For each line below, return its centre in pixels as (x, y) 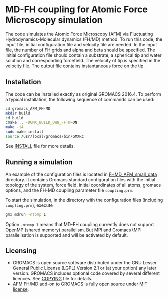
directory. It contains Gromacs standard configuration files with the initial (80, 179)
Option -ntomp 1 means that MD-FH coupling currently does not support (80, 224)
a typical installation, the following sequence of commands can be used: (80, 99)
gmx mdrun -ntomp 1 (26, 214)
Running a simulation (39, 162)
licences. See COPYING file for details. (52, 279)
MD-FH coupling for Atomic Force (76, 9)
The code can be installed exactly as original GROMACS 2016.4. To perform (83, 94)
